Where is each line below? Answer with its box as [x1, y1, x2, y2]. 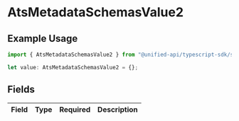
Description [97, 104, 139, 114]
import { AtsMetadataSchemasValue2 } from [7, 51, 135, 58]
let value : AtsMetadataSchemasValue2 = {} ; [7, 64, 139, 71]
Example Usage [7, 33, 78, 45]
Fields [7, 83, 36, 96]
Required [59, 104, 91, 114]
